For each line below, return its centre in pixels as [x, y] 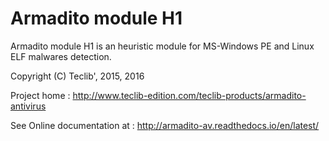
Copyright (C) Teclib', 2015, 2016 [77, 76]
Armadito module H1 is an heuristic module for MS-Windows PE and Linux [162, 46]
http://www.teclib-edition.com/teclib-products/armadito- [189, 95]
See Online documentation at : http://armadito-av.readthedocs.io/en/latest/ [165, 125]
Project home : [40, 95]
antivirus [28, 106]
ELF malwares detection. [61, 56]
